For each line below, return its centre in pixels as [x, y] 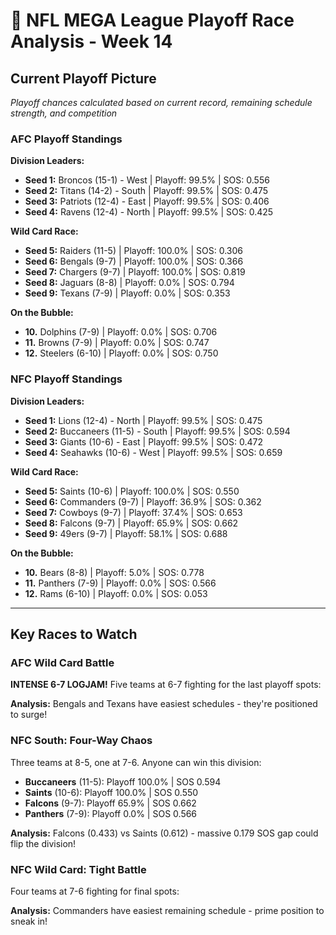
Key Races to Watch [74, 634]
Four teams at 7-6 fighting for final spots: [95, 891]
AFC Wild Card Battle [62, 662]
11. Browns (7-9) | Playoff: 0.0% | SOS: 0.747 [117, 343]
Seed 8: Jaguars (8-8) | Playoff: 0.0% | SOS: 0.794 [129, 283]
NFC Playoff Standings [66, 379]
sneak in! [29, 921]
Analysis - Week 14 [91, 41]
